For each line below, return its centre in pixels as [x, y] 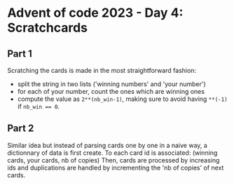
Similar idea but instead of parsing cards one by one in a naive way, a [108, 145]
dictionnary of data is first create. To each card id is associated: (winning [112, 153]
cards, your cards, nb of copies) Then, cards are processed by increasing [113, 160]
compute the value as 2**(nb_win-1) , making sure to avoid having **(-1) [122, 99]
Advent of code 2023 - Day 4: [95, 13]
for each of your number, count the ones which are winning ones [111, 91]
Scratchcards [48, 28]
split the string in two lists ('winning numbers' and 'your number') [112, 84]
